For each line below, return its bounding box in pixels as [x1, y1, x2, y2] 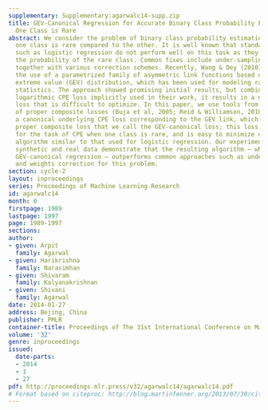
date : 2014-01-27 [8, 301, 66, 309]
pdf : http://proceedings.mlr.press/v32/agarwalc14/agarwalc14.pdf [8, 382, 234, 391]
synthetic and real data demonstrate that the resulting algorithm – [15, 145, 251, 153]
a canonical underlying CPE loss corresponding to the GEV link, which [15, 116, 259, 124]
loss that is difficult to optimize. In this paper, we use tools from [15, 101, 259, 108]
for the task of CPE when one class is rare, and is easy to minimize [15, 130, 255, 138]
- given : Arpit [8, 242, 59, 250]
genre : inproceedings [8, 338, 81, 346]
